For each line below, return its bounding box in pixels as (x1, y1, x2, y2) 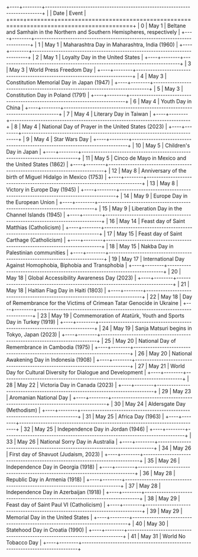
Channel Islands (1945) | (6, 211, 66, 218)
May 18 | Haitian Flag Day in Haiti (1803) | (6, 287, 106, 294)
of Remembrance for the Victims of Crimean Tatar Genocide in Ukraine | (6, 300, 182, 306)
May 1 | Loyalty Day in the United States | (43, 54, 144, 61)
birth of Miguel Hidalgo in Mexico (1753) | (6, 173, 107, 180)
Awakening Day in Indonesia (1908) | (6, 357, 95, 363)
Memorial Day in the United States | (6, 514, 93, 521)
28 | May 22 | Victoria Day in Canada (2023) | (6, 381, 117, 389)
